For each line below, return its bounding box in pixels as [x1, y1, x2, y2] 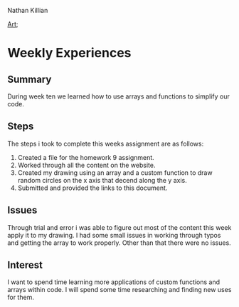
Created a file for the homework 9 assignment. [17, 153, 154, 161]
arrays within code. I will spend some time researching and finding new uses [7, 286, 232, 294]
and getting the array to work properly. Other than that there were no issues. [7, 238, 231, 247]
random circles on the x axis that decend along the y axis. [17, 176, 187, 184]
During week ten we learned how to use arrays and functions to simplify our [7, 92, 230, 101]
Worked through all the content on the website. [17, 161, 156, 169]
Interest [7, 259, 43, 271]
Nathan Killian [7, 6, 48, 14]
